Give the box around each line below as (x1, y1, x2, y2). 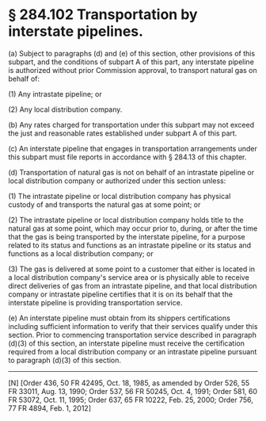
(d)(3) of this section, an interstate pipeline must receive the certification (8, 339, 245, 348)
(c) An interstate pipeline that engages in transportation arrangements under (8, 144, 257, 153)
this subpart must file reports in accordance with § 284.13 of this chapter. (8, 152, 247, 162)
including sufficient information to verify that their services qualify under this (8, 321, 258, 331)
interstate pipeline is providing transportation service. (8, 297, 183, 307)
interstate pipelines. (8, 22, 144, 40)
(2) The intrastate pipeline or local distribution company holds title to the (8, 215, 244, 224)
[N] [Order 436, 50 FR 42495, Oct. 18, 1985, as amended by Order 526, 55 (8, 378, 250, 388)
